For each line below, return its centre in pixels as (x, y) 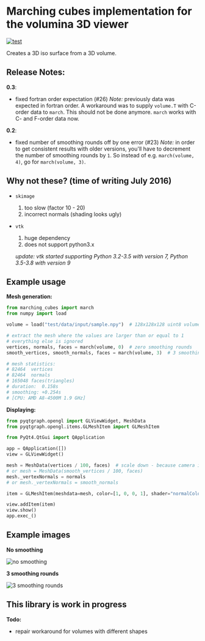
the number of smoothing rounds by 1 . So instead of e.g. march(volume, (105, 155)
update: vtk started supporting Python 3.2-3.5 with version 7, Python (101, 256)
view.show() (21, 510)
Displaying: (21, 410)
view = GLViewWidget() (35, 454)
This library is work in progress (67, 605)
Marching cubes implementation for (99, 11)
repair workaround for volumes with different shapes (81, 631)
